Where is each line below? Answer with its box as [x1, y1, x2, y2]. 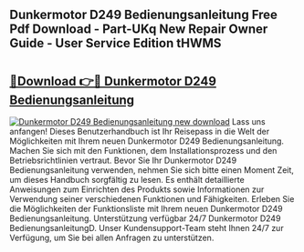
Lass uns [231, 116, 267, 126]
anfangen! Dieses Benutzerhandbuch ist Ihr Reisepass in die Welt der [9, 126, 270, 136]
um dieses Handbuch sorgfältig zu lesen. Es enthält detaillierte [9, 175, 245, 185]
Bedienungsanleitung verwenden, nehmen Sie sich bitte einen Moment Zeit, [9, 165, 295, 176]
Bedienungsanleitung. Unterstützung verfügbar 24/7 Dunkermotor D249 [9, 213, 281, 224]
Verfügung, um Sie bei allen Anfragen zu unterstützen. [9, 232, 215, 243]
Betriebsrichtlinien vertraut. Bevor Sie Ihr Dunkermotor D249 [9, 155, 237, 166]
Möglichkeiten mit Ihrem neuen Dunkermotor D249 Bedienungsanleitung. [9, 136, 285, 146]
